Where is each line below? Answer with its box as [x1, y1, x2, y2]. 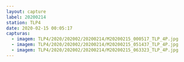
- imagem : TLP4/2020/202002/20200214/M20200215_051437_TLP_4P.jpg [11, 42, 179, 48]
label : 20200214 [6, 14, 46, 20]
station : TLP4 [6, 19, 41, 25]
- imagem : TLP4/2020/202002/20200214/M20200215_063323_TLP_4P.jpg [11, 47, 179, 53]
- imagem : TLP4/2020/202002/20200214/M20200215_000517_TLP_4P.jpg [11, 36, 179, 42]
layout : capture [6, 8, 46, 15]
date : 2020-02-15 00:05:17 [6, 25, 73, 31]
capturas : [6, 31, 31, 37]
